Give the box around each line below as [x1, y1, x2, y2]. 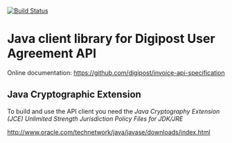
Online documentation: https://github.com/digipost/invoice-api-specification [7, 68, 225, 76]
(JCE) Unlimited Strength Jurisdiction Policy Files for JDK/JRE [7, 115, 184, 123]
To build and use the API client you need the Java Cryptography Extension [7, 107, 220, 115]
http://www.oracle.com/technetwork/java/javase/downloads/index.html [7, 128, 211, 136]
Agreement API [7, 46, 97, 62]
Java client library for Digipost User [7, 31, 216, 47]
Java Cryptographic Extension [7, 89, 142, 101]
